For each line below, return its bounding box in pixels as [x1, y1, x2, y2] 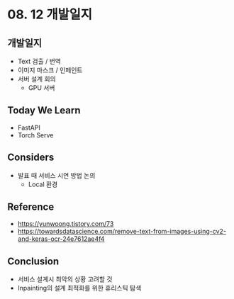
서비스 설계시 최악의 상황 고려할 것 [17, 275, 113, 283]
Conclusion [7, 255, 60, 267]
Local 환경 [28, 180, 58, 188]
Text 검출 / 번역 [17, 57, 62, 65]
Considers [7, 152, 55, 164]
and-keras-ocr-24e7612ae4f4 [17, 235, 105, 243]
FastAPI [17, 123, 40, 132]
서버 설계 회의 [17, 75, 56, 83]
